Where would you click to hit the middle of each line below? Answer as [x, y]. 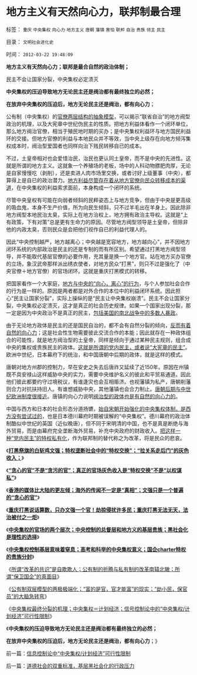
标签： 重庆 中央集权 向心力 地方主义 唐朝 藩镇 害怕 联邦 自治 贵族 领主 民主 [86, 29]
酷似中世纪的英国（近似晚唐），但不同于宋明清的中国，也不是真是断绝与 [97, 423]
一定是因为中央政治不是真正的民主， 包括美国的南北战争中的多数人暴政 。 [93, 313]
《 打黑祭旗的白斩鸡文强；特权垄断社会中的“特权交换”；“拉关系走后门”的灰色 [98, 450]
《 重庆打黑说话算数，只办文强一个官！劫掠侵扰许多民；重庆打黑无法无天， [95, 510]
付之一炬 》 [28, 517]
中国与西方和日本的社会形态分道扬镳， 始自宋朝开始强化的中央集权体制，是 [96, 408]
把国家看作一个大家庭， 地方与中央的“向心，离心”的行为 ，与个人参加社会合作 [98, 283]
